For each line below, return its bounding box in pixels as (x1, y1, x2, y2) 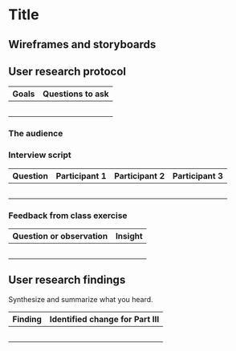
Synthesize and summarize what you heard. (8, 294, 154, 304)
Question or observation (12, 230, 108, 241)
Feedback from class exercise (8, 210, 128, 221)
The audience (8, 128, 63, 139)
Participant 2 (114, 170, 165, 181)
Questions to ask (43, 88, 110, 99)
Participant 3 (172, 170, 223, 181)
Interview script (8, 150, 72, 161)
